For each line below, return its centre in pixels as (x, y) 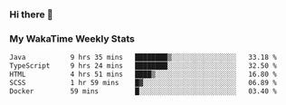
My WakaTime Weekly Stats (72, 38)
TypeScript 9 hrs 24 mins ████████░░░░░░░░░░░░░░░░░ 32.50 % (143, 66)
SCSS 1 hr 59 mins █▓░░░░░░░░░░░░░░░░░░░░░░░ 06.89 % (143, 82)
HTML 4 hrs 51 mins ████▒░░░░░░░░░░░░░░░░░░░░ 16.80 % (143, 74)
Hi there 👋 (32, 14)
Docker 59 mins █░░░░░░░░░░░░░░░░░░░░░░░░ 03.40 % (143, 91)
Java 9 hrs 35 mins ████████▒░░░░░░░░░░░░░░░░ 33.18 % (143, 58)
